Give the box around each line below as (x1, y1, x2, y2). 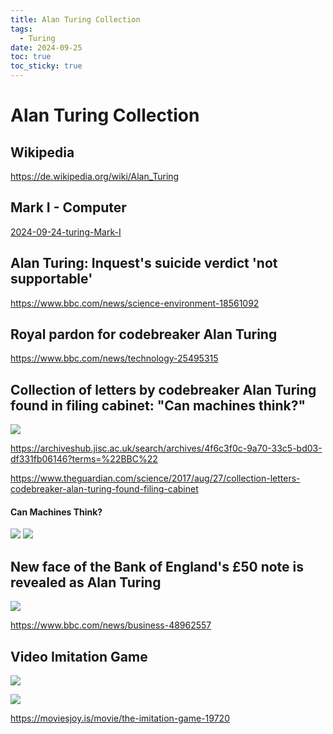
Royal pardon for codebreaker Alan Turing (10, 326, 278, 343)
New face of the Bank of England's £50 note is (10, 558, 305, 575)
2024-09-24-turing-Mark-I (10, 226, 122, 238)
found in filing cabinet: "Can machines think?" (10, 397, 306, 414)
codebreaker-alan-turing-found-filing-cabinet (10, 483, 199, 495)
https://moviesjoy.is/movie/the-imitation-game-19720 (10, 712, 230, 725)
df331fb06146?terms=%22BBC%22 (10, 453, 158, 465)
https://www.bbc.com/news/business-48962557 (10, 619, 212, 631)
